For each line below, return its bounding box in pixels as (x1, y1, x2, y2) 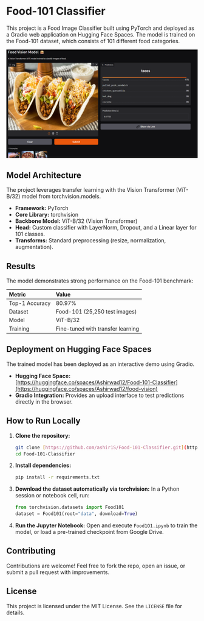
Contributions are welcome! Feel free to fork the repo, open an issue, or (6, 562, 186, 569)
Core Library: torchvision (15, 211, 79, 219)
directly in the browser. (15, 398, 73, 405)
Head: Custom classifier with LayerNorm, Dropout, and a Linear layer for (15, 224, 197, 231)
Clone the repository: (15, 432, 70, 439)
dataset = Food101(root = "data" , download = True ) (15, 511, 138, 517)
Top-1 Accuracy (8, 300, 51, 307)
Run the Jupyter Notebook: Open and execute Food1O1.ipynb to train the (15, 522, 198, 529)
